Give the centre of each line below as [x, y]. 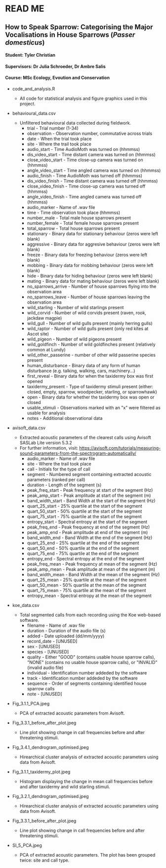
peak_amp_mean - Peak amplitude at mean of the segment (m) [91, 569]
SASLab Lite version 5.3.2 [46, 443]
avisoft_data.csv [29, 428]
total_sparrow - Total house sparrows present [73, 228]
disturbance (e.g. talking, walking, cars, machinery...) [81, 371]
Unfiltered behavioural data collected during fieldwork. [75, 123]
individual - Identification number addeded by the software [87, 672]
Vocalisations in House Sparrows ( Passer [70, 34]
